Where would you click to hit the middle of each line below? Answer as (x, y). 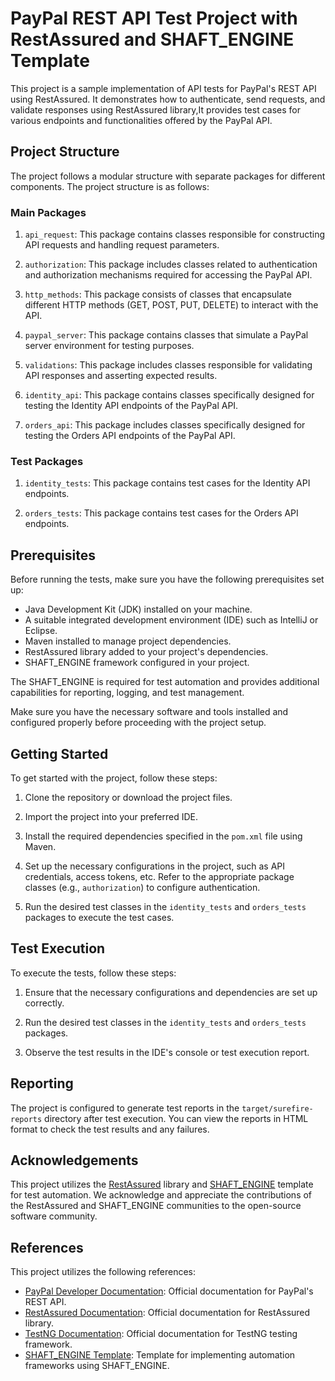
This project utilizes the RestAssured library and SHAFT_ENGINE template (162, 1184)
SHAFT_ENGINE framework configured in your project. (137, 663)
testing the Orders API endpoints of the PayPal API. (130, 436)
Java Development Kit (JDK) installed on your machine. (138, 609)
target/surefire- (277, 1108)
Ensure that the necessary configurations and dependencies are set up (171, 992)
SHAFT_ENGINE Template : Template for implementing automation (160, 1355)
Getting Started (59, 753)
